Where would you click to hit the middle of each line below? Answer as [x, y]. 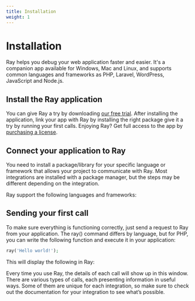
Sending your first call [47, 213]
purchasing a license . [32, 132]
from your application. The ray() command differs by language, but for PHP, [97, 234]
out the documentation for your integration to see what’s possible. [85, 292]
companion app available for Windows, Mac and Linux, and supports [89, 69]
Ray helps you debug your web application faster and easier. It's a [86, 62]
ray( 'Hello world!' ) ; [32, 251]
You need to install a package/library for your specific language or [86, 165]
